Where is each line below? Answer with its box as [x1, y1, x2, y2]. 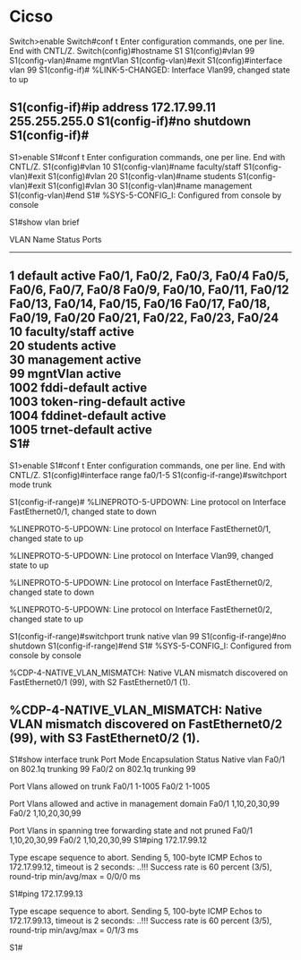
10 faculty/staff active [9, 324, 134, 339]
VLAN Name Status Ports [9, 234, 102, 244]
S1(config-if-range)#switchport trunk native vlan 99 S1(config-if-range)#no [9, 630, 287, 641]
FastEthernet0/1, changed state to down [9, 506, 157, 517]
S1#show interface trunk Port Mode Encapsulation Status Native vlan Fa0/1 [9, 754, 285, 765]
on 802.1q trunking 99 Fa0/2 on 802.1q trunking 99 [9, 764, 196, 775]
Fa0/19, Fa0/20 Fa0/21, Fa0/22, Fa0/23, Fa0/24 [9, 311, 279, 326]
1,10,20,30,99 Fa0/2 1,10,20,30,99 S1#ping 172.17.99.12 [9, 835, 208, 845]
